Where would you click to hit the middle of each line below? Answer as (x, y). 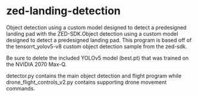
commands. (21, 88)
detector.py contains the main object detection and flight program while (94, 76)
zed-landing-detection (63, 11)
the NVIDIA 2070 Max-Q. (37, 64)
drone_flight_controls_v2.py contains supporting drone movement (87, 82)
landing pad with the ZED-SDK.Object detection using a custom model (92, 33)
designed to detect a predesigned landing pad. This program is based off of (99, 40)
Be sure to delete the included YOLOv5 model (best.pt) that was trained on (98, 58)
